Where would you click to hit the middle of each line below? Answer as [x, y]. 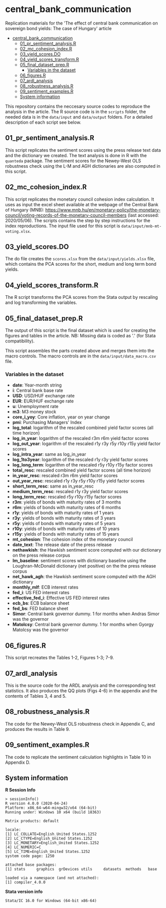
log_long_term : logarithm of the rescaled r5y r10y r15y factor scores [83, 465]
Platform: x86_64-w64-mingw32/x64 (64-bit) [51, 808]
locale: [13, 830]
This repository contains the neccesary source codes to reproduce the [78, 106]
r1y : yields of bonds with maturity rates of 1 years [63, 513]
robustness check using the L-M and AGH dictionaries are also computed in [83, 166]
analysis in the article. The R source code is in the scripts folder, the [76, 112]
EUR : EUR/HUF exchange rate [43, 401]
